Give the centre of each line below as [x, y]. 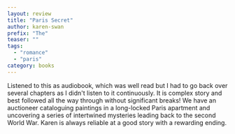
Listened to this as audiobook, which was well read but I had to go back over [117, 85]
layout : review [29, 14]
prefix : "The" [28, 33]
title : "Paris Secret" [40, 20]
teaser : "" [23, 40]
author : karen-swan [36, 27]
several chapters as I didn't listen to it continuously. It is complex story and [115, 93]
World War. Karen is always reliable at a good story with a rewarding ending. [117, 122]
